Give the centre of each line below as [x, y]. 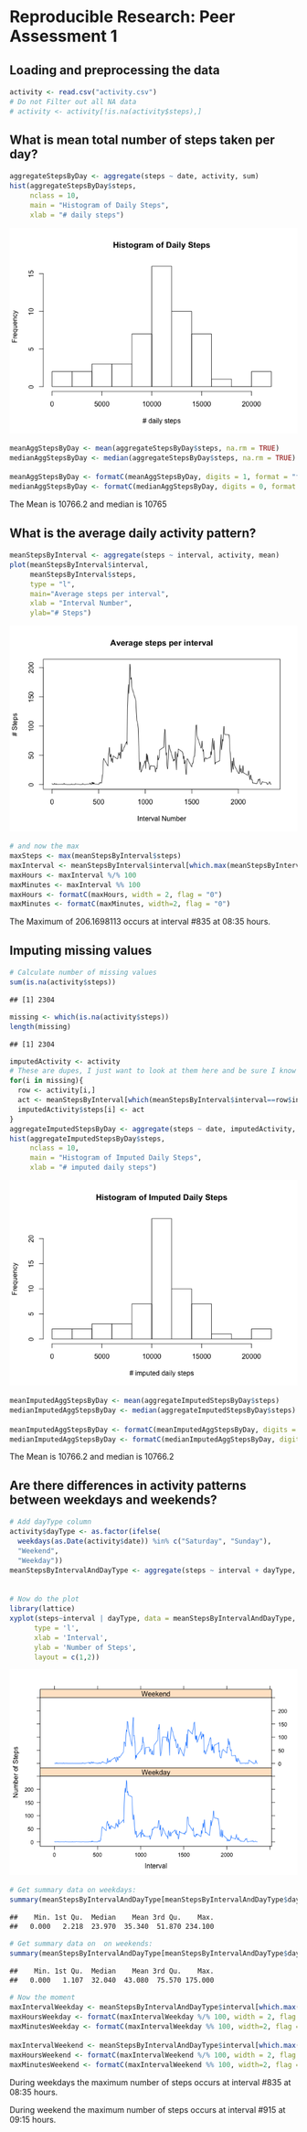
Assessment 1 [64, 36]
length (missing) [40, 1026]
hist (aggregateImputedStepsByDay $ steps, [88, 1139]
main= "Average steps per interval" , [100, 594]
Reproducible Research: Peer [122, 17]
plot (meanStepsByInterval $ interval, [79, 564]
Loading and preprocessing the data [115, 70]
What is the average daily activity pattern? [133, 533]
